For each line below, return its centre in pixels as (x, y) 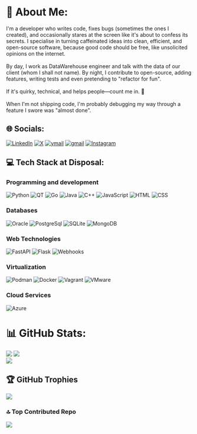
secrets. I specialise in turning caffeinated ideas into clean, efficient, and (94, 41)
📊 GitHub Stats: (46, 333)
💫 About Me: (37, 12)
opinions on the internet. (36, 53)
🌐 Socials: (25, 129)
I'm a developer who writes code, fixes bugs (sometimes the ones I (88, 28)
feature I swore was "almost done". (49, 110)
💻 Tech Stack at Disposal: (55, 163)
